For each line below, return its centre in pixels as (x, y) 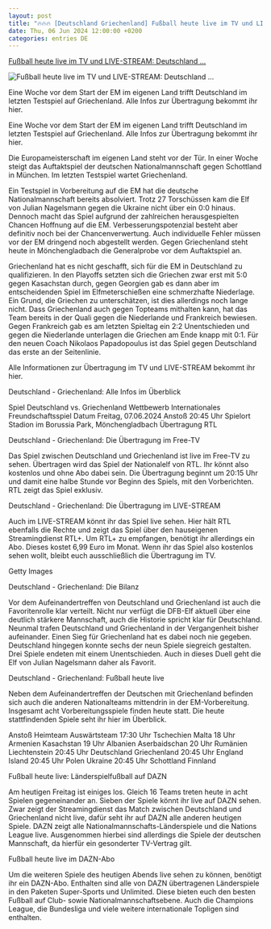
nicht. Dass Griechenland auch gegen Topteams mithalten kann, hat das (128, 309)
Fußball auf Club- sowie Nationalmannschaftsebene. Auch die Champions (131, 901)
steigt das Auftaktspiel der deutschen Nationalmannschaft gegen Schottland (135, 167)
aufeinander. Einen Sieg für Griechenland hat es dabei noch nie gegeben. (130, 637)
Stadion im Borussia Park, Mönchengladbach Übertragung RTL (113, 425)
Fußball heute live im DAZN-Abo (62, 859)
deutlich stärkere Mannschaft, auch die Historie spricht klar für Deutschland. (135, 620)
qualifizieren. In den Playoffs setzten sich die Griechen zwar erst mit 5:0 (128, 275)
